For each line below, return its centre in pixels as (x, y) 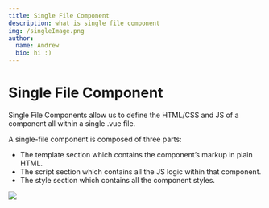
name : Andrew (37, 46)
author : (21, 38)
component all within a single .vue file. (72, 123)
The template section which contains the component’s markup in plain (137, 154)
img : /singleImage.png (46, 31)
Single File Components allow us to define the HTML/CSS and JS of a (124, 115)
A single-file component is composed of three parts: (95, 139)
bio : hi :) (34, 53)
